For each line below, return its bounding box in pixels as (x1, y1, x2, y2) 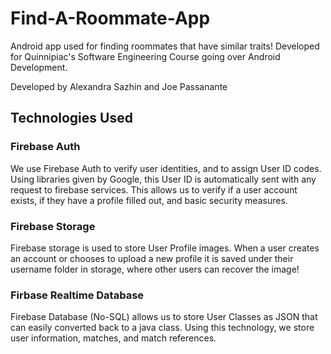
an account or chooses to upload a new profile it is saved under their (10, 252, 294, 264)
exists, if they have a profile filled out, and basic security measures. (10, 194, 288, 206)
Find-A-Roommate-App (10, 7, 211, 30)
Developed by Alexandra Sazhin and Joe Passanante (10, 80, 228, 92)
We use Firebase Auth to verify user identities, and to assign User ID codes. (10, 162, 322, 174)
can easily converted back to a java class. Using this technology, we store (10, 322, 315, 334)
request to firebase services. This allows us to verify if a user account (10, 183, 298, 196)
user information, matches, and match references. (10, 332, 217, 344)
